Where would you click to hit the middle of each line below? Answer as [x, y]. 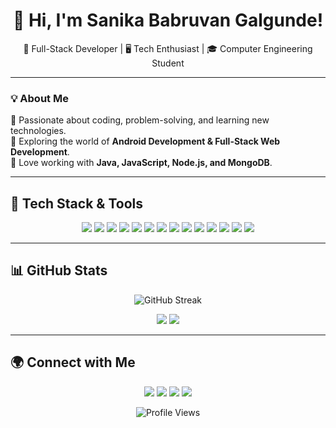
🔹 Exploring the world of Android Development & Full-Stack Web [145, 141]
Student [168, 63]
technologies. [38, 131]
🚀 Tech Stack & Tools [76, 203]
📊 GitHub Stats [59, 270]
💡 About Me [39, 98]
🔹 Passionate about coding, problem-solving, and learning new [140, 120]
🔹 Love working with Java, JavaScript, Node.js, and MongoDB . [141, 163]
